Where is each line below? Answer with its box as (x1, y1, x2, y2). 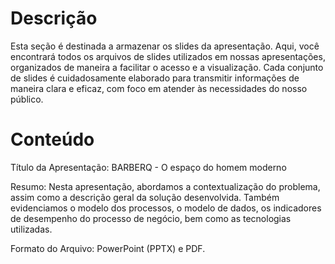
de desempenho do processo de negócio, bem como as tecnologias (10, 212, 292, 224)
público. (10, 93, 44, 105)
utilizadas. (10, 223, 53, 235)
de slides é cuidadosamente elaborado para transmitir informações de (10, 72, 300, 84)
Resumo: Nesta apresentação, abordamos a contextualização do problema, (10, 180, 321, 192)
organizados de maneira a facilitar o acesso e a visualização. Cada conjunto (10, 61, 324, 73)
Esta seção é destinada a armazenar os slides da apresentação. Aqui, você (10, 40, 320, 52)
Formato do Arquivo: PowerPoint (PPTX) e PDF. (10, 242, 206, 254)
